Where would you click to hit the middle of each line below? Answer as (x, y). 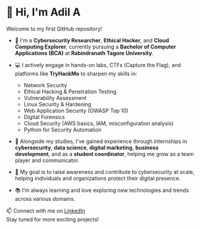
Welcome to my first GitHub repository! (54, 29)
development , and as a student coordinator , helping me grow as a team (104, 154)
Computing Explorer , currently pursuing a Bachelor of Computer (95, 47)
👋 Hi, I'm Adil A (43, 12)
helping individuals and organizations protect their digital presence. (98, 178)
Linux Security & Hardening (57, 104)
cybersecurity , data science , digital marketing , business (87, 147)
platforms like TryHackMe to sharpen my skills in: (76, 74)
